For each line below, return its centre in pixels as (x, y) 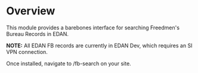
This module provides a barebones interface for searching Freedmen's (93, 28)
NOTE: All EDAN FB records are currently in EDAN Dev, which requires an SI (99, 45)
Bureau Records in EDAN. (38, 34)
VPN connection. (27, 51)
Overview (31, 11)
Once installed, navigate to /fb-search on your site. (69, 63)
